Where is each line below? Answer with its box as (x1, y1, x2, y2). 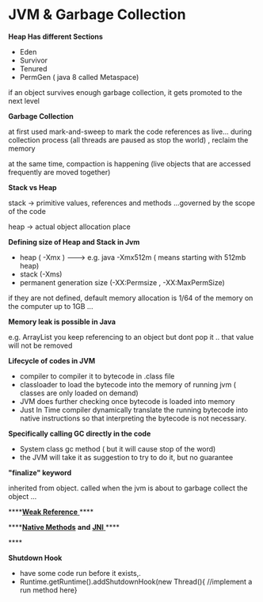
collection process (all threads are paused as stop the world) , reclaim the (8, 135, 249, 144)
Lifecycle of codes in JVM (8, 356, 96, 365)
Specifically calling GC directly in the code (8, 429, 151, 438)
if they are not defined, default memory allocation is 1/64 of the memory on (8, 293, 253, 303)
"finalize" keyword (8, 467, 72, 477)
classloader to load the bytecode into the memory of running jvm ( (19, 379, 236, 389)
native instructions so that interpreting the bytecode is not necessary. (19, 413, 247, 423)
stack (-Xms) (19, 269, 63, 279)
